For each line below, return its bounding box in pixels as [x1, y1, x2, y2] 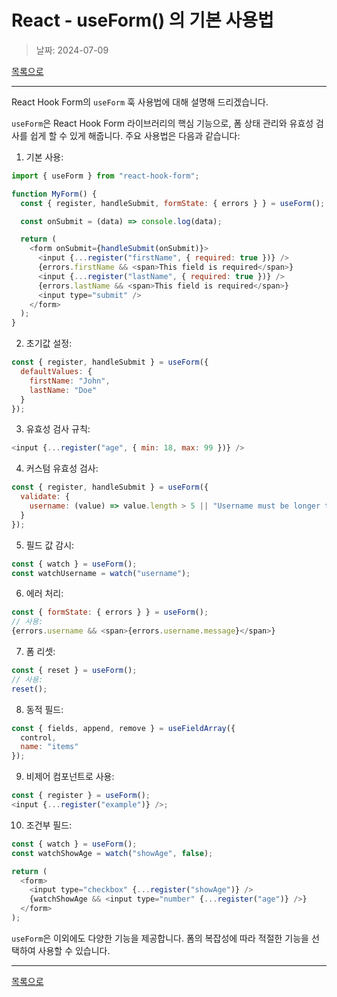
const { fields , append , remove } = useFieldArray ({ [11, 723, 236, 733]
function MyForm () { [11, 189, 98, 199]
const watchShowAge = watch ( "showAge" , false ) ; [11, 848, 214, 858]
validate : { [20, 492, 71, 502]
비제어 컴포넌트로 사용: [25, 771, 115, 783]
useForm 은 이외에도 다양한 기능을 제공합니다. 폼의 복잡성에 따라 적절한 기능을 [11, 932, 309, 944]
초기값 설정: [25, 337, 73, 350]
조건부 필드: [25, 819, 73, 831]
